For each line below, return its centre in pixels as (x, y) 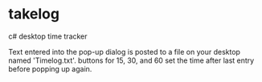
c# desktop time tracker (48, 36)
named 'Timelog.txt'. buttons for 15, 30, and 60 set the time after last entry (131, 60)
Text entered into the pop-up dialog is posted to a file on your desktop (125, 51)
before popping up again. (50, 68)
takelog (34, 14)
